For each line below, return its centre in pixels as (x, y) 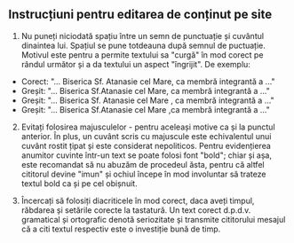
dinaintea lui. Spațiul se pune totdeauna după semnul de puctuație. (143, 45)
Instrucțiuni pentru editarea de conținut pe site (140, 15)
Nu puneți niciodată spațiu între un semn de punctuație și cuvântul (142, 35)
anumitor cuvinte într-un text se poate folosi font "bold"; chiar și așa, (147, 155)
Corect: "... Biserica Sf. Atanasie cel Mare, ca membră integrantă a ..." (148, 81)
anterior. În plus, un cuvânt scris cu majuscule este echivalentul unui (146, 136)
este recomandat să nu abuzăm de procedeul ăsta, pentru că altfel (143, 164)
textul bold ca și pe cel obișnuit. (79, 183)
